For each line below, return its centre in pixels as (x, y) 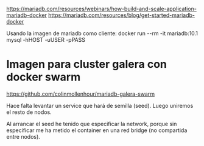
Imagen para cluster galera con (87, 65)
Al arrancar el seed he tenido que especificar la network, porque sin (92, 124)
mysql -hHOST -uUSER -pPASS (46, 40)
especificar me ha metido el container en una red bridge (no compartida (97, 130)
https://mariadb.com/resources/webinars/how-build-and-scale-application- (101, 9)
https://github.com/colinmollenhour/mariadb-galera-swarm (81, 94)
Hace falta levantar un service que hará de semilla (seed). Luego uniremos (100, 105)
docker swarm (44, 77)
